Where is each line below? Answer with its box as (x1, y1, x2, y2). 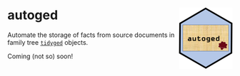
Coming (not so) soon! (7, 52, 74, 60)
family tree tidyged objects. (7, 38, 89, 46)
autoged (7, 7, 59, 23)
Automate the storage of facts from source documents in (7, 31, 175, 39)
